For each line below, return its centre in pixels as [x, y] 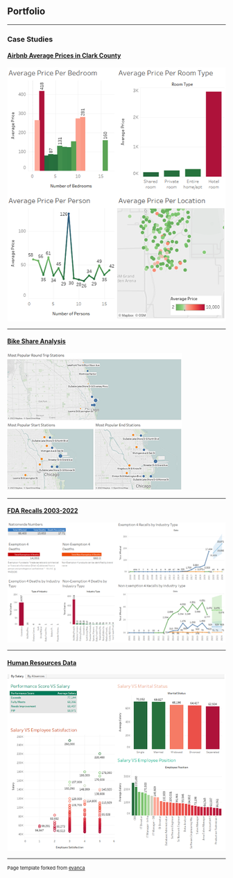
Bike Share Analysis [36, 341]
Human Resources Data [42, 662]
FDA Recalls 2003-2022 [43, 511]
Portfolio [26, 11]
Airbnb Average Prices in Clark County [64, 55]
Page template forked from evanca [46, 868]
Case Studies [30, 39]
